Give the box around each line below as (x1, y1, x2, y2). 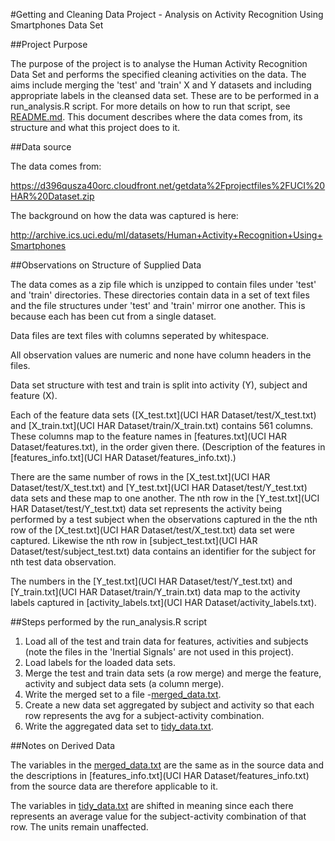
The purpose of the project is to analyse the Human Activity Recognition (10, 58, 308, 69)
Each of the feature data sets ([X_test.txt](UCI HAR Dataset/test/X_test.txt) (10, 409, 317, 421)
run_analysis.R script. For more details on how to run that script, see (10, 100, 291, 112)
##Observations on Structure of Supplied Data (10, 259, 202, 271)
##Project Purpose (10, 39, 88, 50)
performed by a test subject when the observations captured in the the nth (10, 514, 318, 525)
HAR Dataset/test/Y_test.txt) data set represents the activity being (10, 503, 283, 514)
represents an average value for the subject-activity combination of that (10, 810, 307, 822)
